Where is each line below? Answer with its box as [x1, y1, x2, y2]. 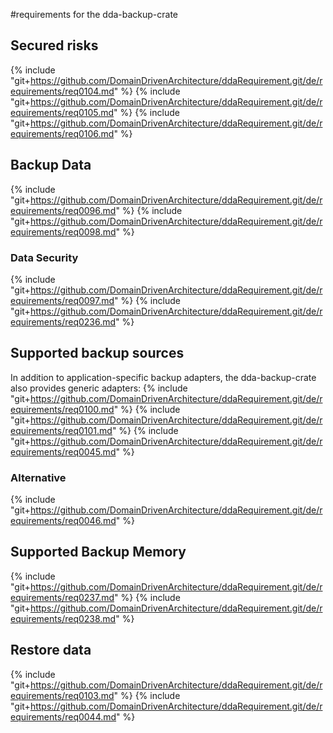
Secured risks [10, 37, 99, 54]
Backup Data [10, 157, 92, 174]
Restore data [10, 642, 92, 659]
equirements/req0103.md [10, 689, 115, 701]
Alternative [10, 470, 67, 484]
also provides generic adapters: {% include [10, 382, 188, 394]
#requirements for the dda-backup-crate [10, 9, 179, 20]
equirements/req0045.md [10, 445, 117, 458]
